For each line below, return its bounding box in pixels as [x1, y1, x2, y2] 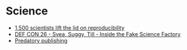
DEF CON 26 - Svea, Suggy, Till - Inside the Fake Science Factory [14, 30, 181, 37]
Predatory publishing [14, 37, 68, 44]
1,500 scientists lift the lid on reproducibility [14, 24, 125, 31]
